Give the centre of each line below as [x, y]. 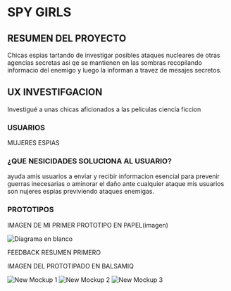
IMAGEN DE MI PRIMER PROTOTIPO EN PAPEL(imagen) [88, 225]
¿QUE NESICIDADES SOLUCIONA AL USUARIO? [90, 161]
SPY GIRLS [39, 12]
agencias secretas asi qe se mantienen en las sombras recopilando [105, 63]
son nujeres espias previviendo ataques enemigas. [81, 192]
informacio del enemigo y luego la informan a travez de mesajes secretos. [114, 70]
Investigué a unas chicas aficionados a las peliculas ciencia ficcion [104, 109]
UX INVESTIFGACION [55, 92]
